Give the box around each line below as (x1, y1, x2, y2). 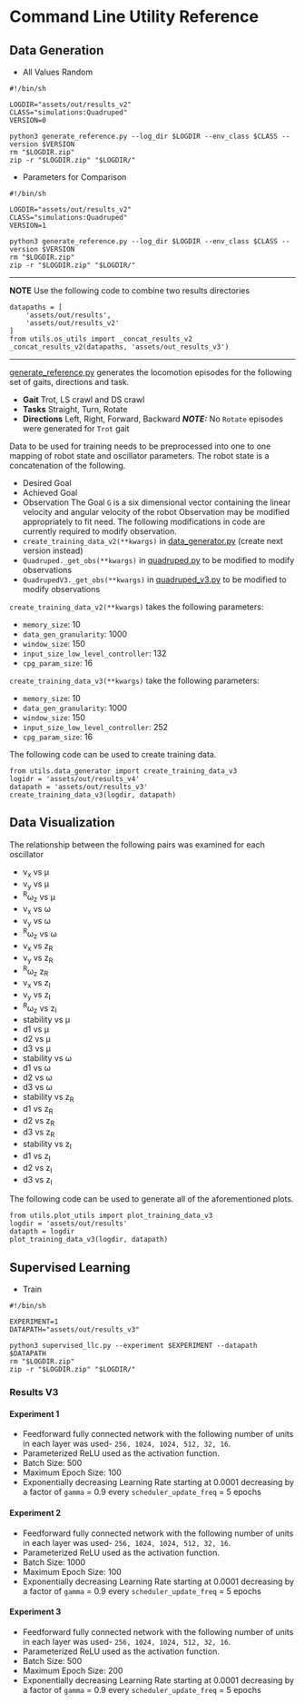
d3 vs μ (22, 1043, 52, 1054)
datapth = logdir (9, 1227, 75, 1236)
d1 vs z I (22, 1150, 52, 1164)
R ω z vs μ (22, 890, 56, 905)
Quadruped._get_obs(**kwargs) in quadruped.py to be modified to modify (22, 555, 295, 565)
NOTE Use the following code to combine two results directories (9, 285, 251, 296)
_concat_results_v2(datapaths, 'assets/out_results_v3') (9, 342, 230, 352)
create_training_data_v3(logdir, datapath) (9, 790, 177, 799)
